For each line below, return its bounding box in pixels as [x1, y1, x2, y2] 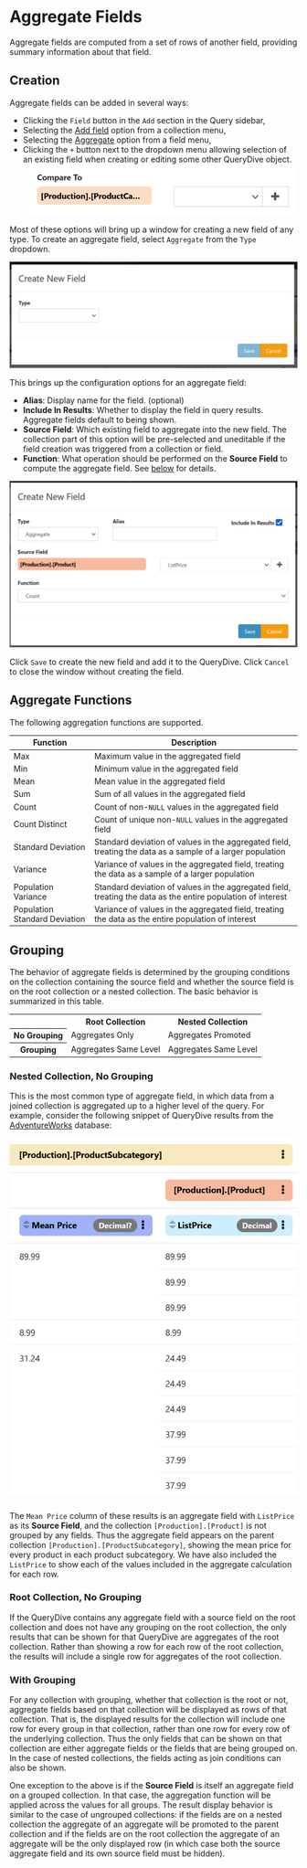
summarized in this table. [9, 996, 104, 1007]
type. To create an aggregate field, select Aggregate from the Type [9, 234, 257, 245]
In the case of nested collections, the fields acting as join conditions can [9, 1753, 281, 1764]
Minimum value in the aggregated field [94, 763, 239, 774]
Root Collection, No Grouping [9, 1591, 142, 1604]
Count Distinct [13, 819, 68, 830]
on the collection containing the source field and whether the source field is [9, 976, 294, 988]
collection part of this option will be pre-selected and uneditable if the [22, 434, 286, 445]
